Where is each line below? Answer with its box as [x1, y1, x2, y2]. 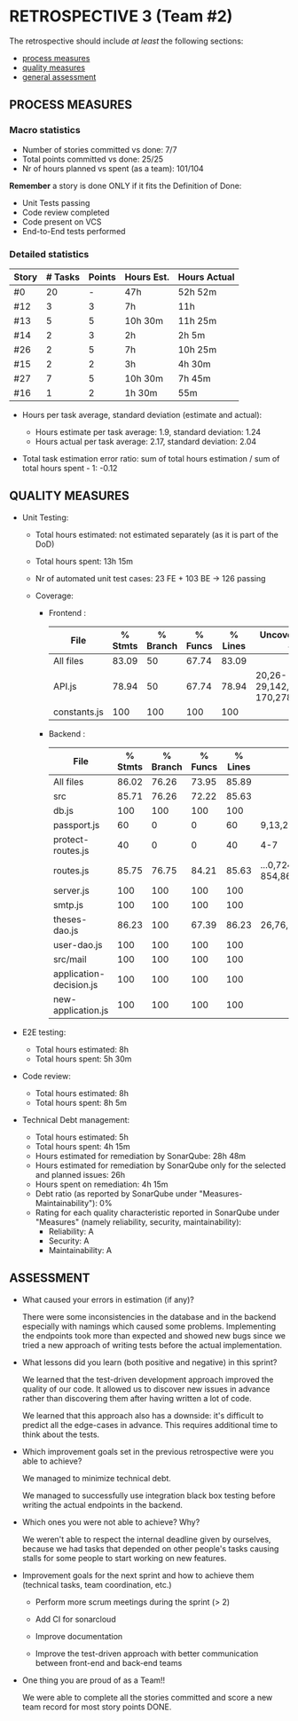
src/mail [52, 952, 87, 965]
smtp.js [52, 898, 84, 911]
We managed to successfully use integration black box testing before [21, 1489, 276, 1501]
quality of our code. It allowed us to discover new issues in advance [21, 1383, 271, 1394]
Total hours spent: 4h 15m [35, 1141, 130, 1151]
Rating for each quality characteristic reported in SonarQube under [35, 1207, 280, 1218]
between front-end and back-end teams [35, 1657, 183, 1668]
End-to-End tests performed [21, 225, 126, 236]
